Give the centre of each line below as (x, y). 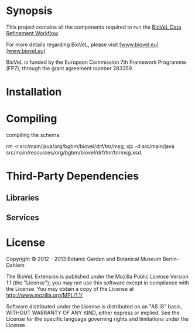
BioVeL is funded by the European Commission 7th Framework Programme (96, 62)
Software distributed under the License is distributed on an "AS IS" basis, (94, 306)
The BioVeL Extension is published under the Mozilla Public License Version (97, 276)
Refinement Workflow (32, 33)
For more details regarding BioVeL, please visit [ (64, 44)
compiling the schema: (34, 135)
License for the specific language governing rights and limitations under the (97, 319)
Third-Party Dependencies (73, 176)
